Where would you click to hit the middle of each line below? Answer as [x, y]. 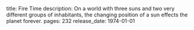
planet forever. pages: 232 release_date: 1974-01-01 [71, 21]
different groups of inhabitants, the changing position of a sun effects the [97, 15]
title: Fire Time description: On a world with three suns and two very [90, 9]
